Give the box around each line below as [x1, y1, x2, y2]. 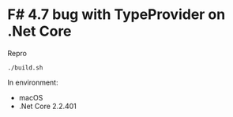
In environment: [7, 77, 58, 87]
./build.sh [7, 63, 43, 72]
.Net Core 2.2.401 [18, 101, 77, 111]
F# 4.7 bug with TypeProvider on [7, 6, 226, 24]
